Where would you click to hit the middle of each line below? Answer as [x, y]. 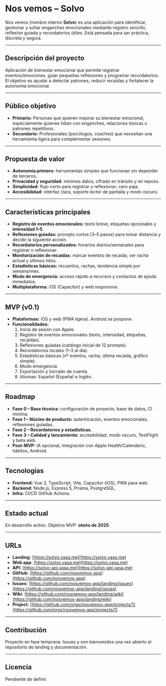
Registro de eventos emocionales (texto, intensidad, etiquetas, [83, 335]
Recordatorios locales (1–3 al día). [54, 350]
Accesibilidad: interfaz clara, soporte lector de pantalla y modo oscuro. [85, 192]
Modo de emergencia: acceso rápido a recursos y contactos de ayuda [84, 277]
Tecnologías [24, 471]
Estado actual [27, 513]
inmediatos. [24, 282]
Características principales [48, 212]
